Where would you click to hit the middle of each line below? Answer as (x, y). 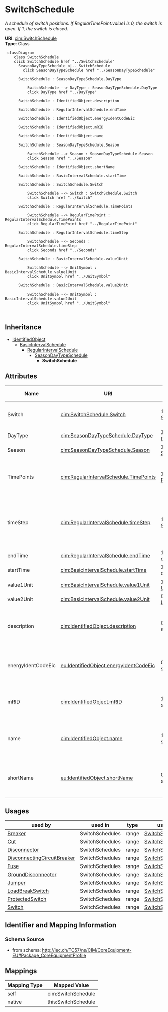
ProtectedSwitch (27, 899)
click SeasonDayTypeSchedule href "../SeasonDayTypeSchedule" (89, 70)
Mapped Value (72, 985)
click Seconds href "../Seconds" (62, 250)
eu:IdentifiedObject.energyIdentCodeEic (108, 665)
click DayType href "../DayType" (62, 92)
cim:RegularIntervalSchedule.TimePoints (108, 477)
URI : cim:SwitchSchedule (31, 38)
